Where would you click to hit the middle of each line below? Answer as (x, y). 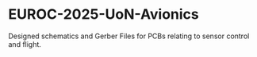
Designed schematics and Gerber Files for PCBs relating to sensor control (129, 36)
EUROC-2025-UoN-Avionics (104, 14)
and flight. (25, 44)
